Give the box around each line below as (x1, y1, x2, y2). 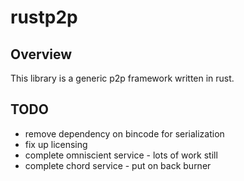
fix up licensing (24, 138, 88, 150)
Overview (10, 46, 73, 63)
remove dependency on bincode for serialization (24, 127, 225, 140)
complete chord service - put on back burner (24, 159, 212, 171)
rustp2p (10, 6, 78, 29)
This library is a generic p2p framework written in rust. (10, 72, 235, 84)
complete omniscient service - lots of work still (24, 149, 218, 161)
